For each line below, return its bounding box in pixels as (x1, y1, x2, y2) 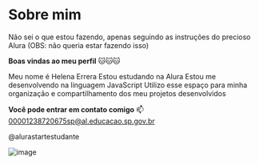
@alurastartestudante (8, 131, 80, 141)
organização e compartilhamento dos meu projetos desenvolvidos (8, 88, 226, 98)
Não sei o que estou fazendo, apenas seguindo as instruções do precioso (8, 32, 251, 42)
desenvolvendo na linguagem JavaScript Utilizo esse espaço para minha (8, 80, 248, 90)
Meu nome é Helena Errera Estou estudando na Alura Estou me (8, 71, 217, 81)
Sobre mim (8, 6, 82, 24)
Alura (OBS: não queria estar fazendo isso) (8, 40, 149, 50)
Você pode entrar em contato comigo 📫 (8, 104, 144, 114)
